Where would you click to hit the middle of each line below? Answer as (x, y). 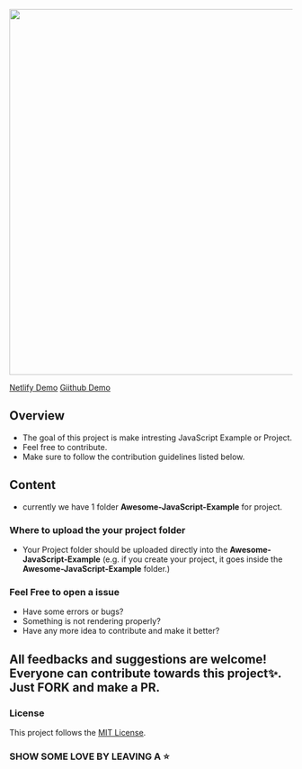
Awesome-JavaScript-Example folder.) (96, 568)
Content (33, 485)
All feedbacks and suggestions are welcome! (138, 659)
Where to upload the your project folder (98, 529)
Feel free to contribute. (65, 447)
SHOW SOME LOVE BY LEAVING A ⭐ (89, 756)
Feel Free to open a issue (64, 592)
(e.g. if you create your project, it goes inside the (192, 559)
